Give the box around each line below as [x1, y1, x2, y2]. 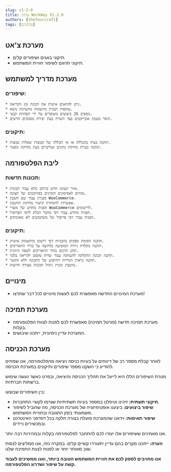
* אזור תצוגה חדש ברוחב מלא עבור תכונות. [5, 186, 79, 191]
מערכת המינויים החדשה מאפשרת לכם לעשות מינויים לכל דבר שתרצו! [12, 290, 145, 296]
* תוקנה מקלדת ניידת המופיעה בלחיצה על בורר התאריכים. [5, 243, 104, 249]
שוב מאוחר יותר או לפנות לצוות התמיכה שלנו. [5, 446, 92, 452]
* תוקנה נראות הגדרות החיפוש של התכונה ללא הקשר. [5, 258, 97, 263]
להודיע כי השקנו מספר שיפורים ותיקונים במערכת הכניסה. [5, 363, 114, 370]
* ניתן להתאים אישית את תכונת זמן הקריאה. [5, 101, 82, 107]
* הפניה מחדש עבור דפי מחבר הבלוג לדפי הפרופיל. [5, 210, 92, 215]
